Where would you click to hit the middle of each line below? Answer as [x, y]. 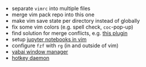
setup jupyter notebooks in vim [49, 39]
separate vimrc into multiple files [51, 8]
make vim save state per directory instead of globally [76, 21]
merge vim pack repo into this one [53, 15]
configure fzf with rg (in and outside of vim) [65, 45]
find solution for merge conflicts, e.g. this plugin [69, 33]
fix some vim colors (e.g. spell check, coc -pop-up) [72, 27]
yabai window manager [40, 52]
